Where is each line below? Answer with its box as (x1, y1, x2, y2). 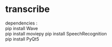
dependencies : (5, 20, 38, 26)
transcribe (5, 3, 50, 15)
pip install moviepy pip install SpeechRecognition (5, 30, 107, 36)
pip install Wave (5, 25, 38, 31)
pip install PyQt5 (5, 36, 39, 42)
